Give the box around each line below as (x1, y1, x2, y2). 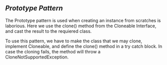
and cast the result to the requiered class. (5, 28, 92, 34)
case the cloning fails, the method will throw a (5, 48, 101, 54)
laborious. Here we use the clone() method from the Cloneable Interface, (5, 23, 156, 29)
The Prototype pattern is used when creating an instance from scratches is (5, 17, 161, 23)
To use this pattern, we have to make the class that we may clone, (5, 38, 142, 44)
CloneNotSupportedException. (5, 54, 69, 60)
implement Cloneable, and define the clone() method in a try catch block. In (5, 43, 162, 49)
